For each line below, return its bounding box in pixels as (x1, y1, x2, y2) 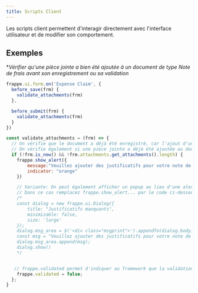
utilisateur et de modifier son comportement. (6, 31, 115, 38)
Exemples (6, 48, 43, 58)
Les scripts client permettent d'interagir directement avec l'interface (6, 25, 172, 32)
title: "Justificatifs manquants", (27, 206, 115, 212)
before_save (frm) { (11, 86, 60, 93)
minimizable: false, (27, 211, 78, 218)
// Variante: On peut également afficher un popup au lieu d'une (16, 184, 181, 190)
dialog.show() (16, 245, 51, 251)
